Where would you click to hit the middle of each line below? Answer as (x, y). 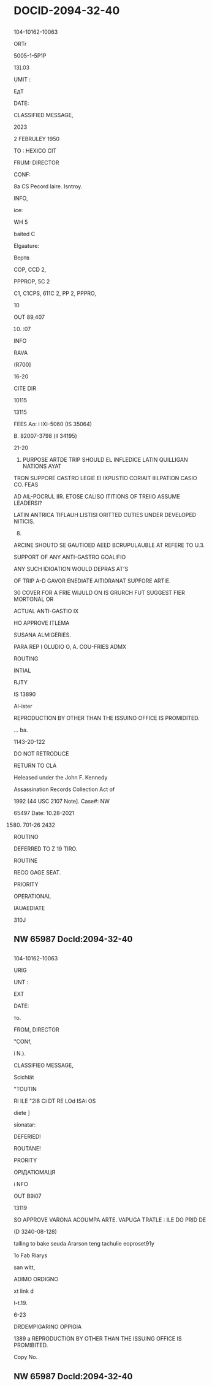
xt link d (24, 1291)
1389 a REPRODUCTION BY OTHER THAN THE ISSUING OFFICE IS (98, 1339)
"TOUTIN (25, 1089)
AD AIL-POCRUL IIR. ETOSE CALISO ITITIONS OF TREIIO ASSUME (97, 496)
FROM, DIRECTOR (36, 1030)
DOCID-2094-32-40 (67, 11)
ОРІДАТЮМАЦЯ (34, 1173)
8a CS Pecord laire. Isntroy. (48, 186)
